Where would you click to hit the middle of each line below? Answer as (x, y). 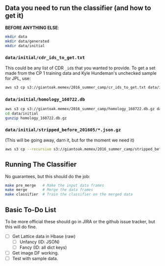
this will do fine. (21, 227)
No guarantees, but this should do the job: (48, 176)
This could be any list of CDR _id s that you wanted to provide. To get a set (80, 68)
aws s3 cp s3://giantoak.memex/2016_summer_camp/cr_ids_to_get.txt (76, 87)
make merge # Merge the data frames (49, 190)
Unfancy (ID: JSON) (40, 242)
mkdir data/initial (25, 46)
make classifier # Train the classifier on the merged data (69, 194)
